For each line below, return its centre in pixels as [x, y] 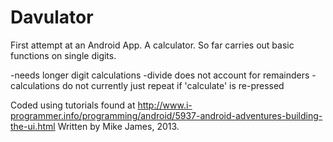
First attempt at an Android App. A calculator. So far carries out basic [152, 45]
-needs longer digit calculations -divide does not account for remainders [160, 75]
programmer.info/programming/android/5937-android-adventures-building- [166, 115]
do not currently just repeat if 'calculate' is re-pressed [173, 85]
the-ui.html [33, 126]
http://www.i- [165, 105]
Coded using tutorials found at [73, 105]
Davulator [52, 17]
